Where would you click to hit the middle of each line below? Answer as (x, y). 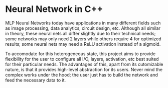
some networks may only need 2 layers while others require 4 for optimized (83, 39)
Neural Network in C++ (54, 9)
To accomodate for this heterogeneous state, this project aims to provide (80, 54)
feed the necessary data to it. (36, 80)
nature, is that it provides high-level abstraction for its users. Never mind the (84, 69)
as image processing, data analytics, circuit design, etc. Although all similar (83, 28)
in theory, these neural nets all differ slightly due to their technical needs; (80, 33)
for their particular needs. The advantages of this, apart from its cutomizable (84, 64)
